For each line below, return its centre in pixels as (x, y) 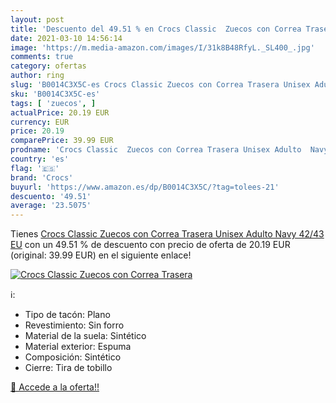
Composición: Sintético (73, 357)
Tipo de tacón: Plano (67, 315)
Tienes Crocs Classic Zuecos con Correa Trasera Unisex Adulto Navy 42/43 (167, 234)
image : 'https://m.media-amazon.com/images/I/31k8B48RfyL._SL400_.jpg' (162, 47)
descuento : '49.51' (51, 196)
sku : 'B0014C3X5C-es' (55, 94)
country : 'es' (40, 159)
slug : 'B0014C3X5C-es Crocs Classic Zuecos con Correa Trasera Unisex (160, 85)
